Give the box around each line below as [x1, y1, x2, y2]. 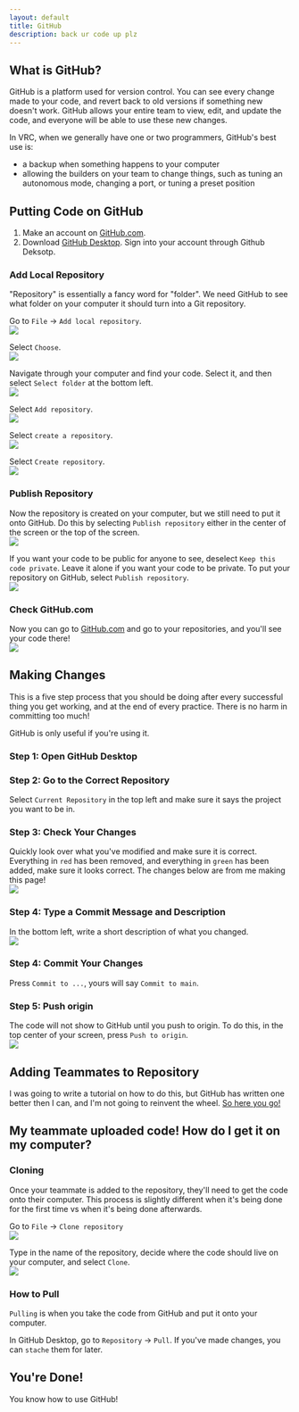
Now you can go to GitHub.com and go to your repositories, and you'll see [9, 623, 282, 634]
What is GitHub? [9, 62, 103, 78]
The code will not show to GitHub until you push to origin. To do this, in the [9, 1020, 284, 1031]
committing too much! [9, 710, 90, 721]
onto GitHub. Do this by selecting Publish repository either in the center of [9, 517, 287, 527]
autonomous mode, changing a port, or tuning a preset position [21, 178, 255, 188]
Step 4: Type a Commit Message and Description [9, 906, 226, 918]
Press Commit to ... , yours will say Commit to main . [9, 977, 199, 988]
